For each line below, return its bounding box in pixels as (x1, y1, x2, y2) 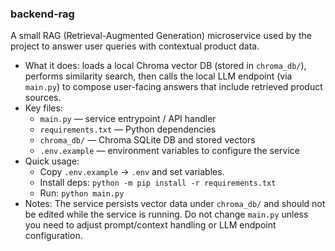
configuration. (24, 230, 83, 242)
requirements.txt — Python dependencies (39, 123, 217, 136)
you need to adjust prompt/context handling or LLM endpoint (24, 219, 277, 231)
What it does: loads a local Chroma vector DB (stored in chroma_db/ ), (24, 60, 307, 72)
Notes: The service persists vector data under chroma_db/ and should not (24, 198, 326, 210)
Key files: (24, 102, 63, 114)
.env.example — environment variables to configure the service (39, 145, 300, 157)
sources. (24, 92, 62, 104)
